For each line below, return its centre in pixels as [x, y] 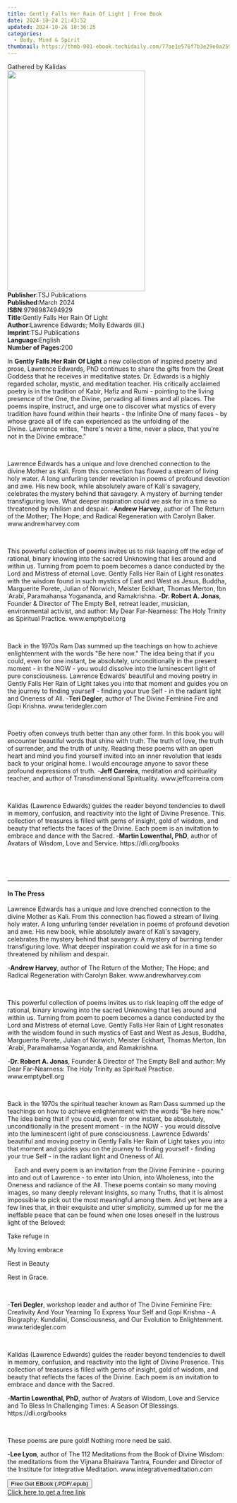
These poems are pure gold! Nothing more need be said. [90, 1441]
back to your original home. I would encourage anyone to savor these [108, 763]
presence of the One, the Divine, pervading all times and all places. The [111, 399]
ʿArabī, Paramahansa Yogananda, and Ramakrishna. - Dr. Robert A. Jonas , [114, 596]
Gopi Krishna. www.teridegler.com [57, 706]
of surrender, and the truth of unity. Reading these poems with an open [110, 748]
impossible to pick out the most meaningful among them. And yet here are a [117, 1200]
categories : [25, 34]
